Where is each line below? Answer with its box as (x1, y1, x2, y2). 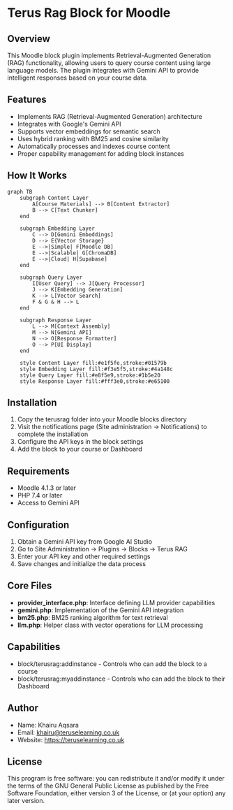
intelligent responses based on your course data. (7, 73, 148, 82)
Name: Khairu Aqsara (17, 721, 79, 729)
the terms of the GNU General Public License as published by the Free (7, 781, 209, 790)
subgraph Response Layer (20, 317, 92, 324)
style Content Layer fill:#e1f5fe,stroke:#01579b (20, 359, 167, 366)
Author (7, 702, 38, 714)
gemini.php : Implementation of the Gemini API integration (17, 606, 184, 614)
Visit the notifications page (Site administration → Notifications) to (17, 423, 207, 431)
